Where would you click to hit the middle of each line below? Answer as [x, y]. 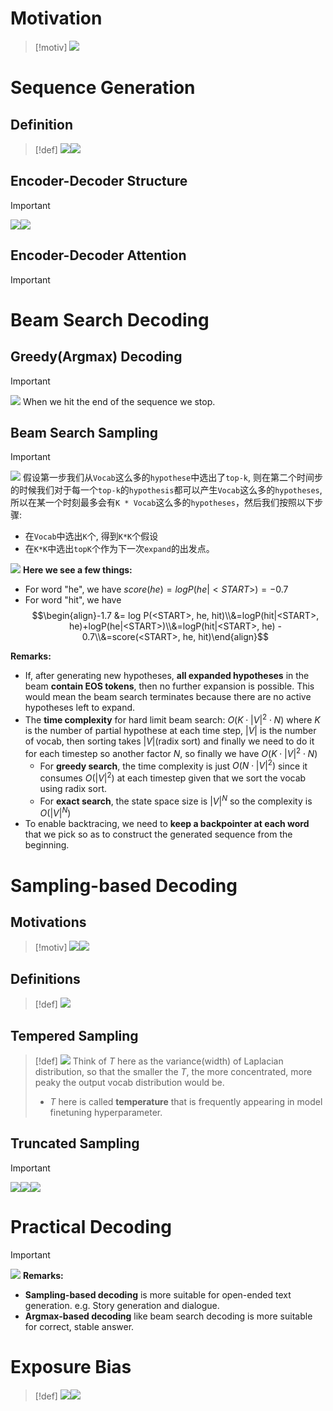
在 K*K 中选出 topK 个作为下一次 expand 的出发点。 [119, 549]
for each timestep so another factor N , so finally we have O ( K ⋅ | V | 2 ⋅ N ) [171, 752]
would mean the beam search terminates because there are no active [168, 697]
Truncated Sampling [75, 1143]
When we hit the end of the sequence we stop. [119, 401]
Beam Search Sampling [84, 432]
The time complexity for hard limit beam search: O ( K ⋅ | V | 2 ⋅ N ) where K [172, 719]
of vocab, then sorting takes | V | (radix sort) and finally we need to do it [169, 741]
